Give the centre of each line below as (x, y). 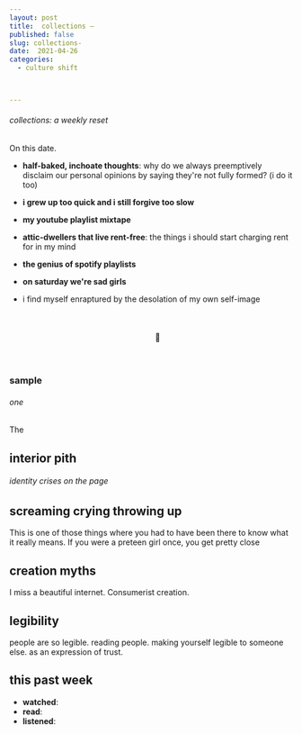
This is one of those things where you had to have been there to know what (149, 533)
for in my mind (49, 247)
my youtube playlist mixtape (77, 220)
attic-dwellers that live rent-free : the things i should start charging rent (155, 237)
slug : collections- (46, 43)
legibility (35, 621)
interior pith (43, 458)
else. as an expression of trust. (67, 652)
